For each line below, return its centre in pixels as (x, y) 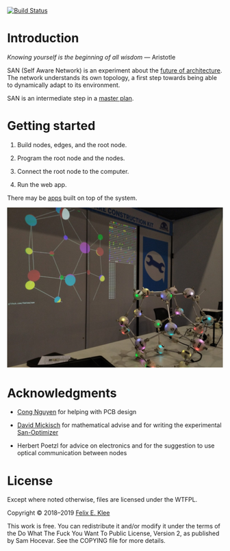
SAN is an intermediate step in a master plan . (71, 98)
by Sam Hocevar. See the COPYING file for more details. (86, 541)
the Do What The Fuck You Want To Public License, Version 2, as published (113, 533)
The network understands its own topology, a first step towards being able (112, 77)
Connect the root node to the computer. (73, 171)
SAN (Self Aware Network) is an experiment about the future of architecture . (115, 70)
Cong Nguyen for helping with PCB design (77, 412)
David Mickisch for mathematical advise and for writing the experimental (119, 425)
